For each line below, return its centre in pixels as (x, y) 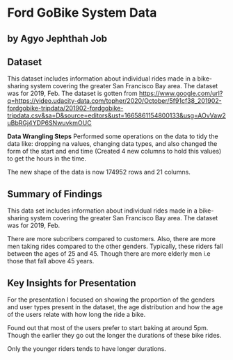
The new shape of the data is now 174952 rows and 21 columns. (99, 172)
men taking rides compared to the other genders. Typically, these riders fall (115, 246)
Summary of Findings (55, 194)
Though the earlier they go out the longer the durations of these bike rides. (114, 336)
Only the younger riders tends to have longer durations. (87, 349)
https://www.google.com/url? (181, 93)
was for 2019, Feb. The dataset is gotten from (72, 93)
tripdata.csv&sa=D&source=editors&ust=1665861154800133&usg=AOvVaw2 (116, 115)
